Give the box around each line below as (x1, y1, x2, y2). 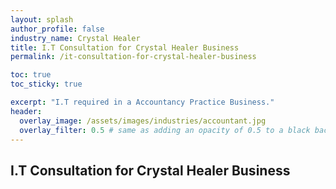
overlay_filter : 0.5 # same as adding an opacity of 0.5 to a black (19, 125, 311, 135)
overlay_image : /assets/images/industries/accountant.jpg (19, 116, 267, 126)
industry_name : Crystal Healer (10, 33, 141, 43)
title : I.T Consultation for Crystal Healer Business (10, 42, 240, 53)
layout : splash (10, 14, 74, 25)
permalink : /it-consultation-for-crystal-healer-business (10, 52, 257, 62)
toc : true (10, 70, 52, 80)
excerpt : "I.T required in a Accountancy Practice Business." (10, 97, 275, 107)
